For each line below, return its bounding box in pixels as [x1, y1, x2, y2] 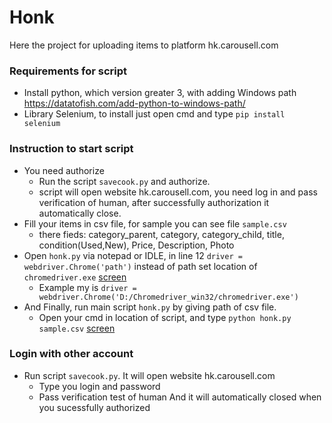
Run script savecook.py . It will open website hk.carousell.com [23, 369, 276, 381]
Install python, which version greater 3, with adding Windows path [23, 87, 297, 99]
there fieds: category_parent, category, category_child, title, [38, 228, 285, 240]
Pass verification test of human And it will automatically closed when [38, 391, 322, 403]
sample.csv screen [38, 322, 116, 334]
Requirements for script [9, 64, 127, 78]
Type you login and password [38, 380, 161, 392]
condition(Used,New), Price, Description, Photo [38, 239, 235, 251]
